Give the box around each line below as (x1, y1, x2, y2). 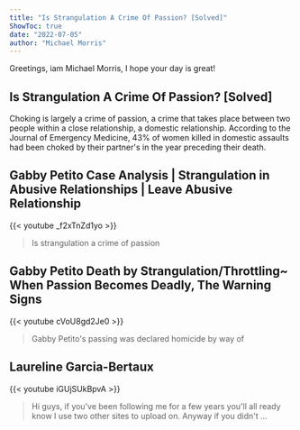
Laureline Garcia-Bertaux (9, 360, 155, 375)
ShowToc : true (9, 22, 63, 31)
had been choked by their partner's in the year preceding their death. (9, 142, 267, 153)
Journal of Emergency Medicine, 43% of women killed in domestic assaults (9, 133, 290, 143)
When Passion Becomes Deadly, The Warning (9, 278, 272, 293)
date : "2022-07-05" (9, 30, 83, 39)
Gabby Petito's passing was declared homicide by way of (31, 333, 245, 343)
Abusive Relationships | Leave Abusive (9, 182, 232, 197)
